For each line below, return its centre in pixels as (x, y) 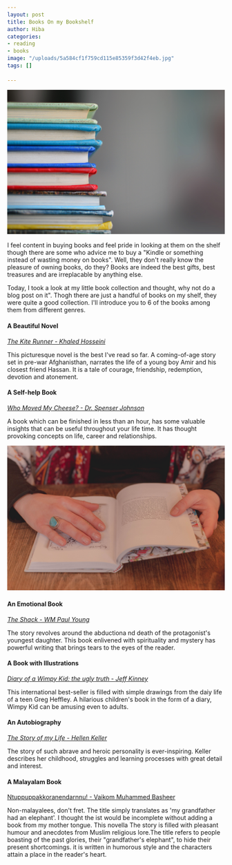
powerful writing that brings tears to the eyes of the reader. (91, 647)
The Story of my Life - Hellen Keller (57, 738)
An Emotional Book (35, 604)
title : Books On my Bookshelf (51, 22)
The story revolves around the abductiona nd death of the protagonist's (109, 633)
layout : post (26, 15)
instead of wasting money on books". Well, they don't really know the (106, 260)
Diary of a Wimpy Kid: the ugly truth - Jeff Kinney (78, 678)
